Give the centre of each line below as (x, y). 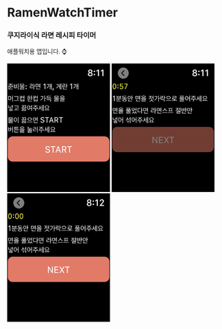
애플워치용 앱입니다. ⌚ (37, 51)
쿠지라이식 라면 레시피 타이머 (52, 36)
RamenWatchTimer (63, 13)
